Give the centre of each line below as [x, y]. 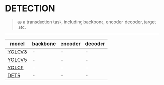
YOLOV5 [18, 60]
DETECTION [30, 8]
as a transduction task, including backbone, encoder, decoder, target [86, 22]
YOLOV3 [18, 51]
